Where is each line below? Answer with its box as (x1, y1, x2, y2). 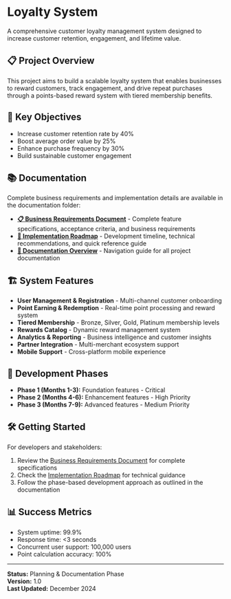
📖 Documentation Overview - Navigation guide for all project (16, 247, 191, 255)
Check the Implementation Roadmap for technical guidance (16, 470, 186, 479)
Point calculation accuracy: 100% (16, 549, 112, 558)
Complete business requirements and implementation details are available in (7, 194, 223, 202)
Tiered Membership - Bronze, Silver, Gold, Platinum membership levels (16, 318, 220, 327)
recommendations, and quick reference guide (16, 239, 146, 248)
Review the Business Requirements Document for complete (16, 456, 186, 464)
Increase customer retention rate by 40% (16, 129, 134, 138)
